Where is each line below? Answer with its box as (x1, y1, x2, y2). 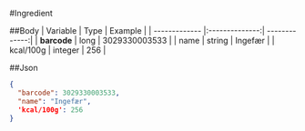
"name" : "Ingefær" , (17, 96, 92, 106)
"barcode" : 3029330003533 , (17, 88, 120, 97)
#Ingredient (9, 8, 53, 18)
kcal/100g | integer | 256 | (9, 45, 107, 55)
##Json (9, 63, 38, 73)
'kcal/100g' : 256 (17, 105, 84, 115)
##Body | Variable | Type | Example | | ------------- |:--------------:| (9, 25, 266, 35)
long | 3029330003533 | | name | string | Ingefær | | (78, 35, 275, 45)
